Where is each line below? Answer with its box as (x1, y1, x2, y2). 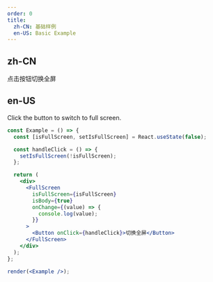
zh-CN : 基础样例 (13, 23, 57, 30)
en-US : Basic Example (13, 29, 77, 37)
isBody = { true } (32, 197, 73, 204)
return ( (13, 172, 39, 179)
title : (7, 17, 26, 24)
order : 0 (7, 10, 33, 17)
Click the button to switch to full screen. (7, 113, 122, 122)
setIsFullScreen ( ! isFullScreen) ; (19, 152, 117, 160)
